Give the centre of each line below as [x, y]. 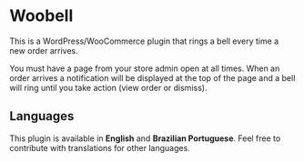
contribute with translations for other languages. [100, 147]
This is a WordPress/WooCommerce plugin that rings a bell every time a [144, 41]
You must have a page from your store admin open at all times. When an [145, 68]
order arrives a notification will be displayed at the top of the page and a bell [152, 77]
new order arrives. [44, 50]
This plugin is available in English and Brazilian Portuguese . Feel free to [145, 138]
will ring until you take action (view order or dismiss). [108, 87]
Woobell [41, 16]
